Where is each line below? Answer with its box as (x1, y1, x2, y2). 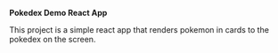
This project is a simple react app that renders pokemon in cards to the (9, 25, 270, 34)
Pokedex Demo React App (9, 8, 108, 18)
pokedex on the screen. (9, 34, 96, 44)
